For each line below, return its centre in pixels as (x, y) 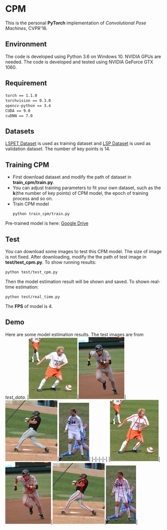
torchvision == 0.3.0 (28, 100)
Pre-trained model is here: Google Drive (47, 223)
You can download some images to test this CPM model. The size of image (83, 251)
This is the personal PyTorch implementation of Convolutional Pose (76, 23)
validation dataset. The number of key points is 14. (58, 149)
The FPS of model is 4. (29, 306)
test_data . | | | (66, 397)
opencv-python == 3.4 (28, 105)
